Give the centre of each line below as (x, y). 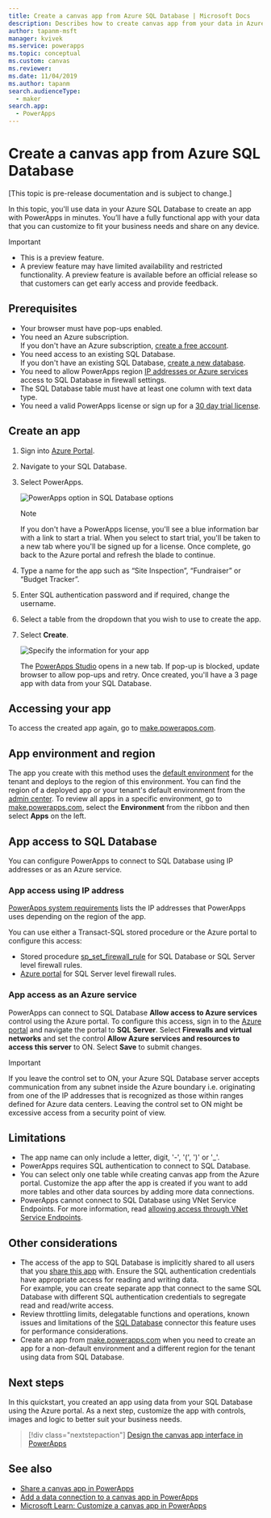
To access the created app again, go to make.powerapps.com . (112, 728)
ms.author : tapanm (39, 83)
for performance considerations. (74, 1331)
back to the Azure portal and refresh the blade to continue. (118, 554)
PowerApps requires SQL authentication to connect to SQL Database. (135, 1166)
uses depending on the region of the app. (77, 917)
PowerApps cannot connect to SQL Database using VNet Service (128, 1200)
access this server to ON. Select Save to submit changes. (105, 1047)
